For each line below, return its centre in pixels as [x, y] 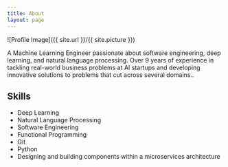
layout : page [26, 20]
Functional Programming [52, 135]
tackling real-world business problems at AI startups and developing [104, 67]
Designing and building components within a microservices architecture [119, 157]
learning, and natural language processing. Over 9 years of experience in [111, 60]
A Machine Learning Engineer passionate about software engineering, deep [114, 53]
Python [27, 149]
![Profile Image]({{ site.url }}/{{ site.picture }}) [71, 39]
